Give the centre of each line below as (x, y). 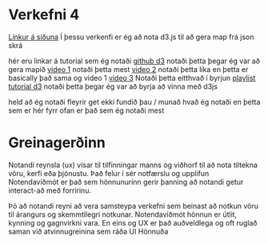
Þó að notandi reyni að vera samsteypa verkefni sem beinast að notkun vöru (133, 206)
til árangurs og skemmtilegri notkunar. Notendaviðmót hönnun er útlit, (123, 214)
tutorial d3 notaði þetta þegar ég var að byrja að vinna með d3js (113, 86)
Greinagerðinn (57, 143)
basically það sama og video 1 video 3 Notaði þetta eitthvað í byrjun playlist (132, 78)
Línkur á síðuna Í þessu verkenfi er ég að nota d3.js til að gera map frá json (131, 37)
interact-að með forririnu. (50, 190)
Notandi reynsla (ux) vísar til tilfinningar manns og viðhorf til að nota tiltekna (133, 165)
